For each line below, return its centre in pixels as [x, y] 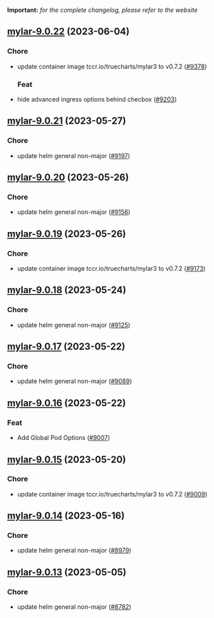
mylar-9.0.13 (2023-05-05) [67, 572]
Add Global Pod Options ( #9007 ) [63, 438]
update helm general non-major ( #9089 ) [74, 381]
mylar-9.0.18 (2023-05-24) [67, 290]
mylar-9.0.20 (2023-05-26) [68, 178]
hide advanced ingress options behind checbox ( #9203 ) [97, 99]
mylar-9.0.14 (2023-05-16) [66, 516]
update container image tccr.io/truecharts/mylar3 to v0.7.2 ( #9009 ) [112, 494]
